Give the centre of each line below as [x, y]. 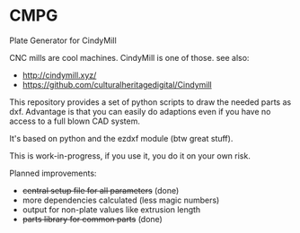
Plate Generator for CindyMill [63, 40]
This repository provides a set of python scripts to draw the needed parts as [150, 102]
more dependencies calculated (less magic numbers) [121, 200]
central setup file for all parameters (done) [101, 190]
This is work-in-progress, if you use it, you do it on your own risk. [130, 155]
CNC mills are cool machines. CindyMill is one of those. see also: [129, 57]
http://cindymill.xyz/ [59, 75]
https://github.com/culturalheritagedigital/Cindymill [117, 84]
